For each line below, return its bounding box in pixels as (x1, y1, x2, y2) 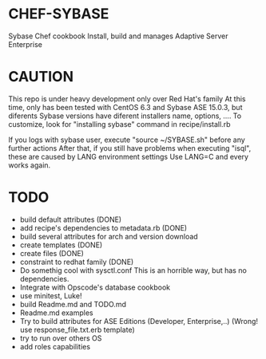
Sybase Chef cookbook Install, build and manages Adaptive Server (8, 31, 229, 41)
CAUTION (8, 68, 74, 86)
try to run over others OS (19, 333, 102, 343)
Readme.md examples (19, 308, 93, 318)
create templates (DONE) (19, 240, 103, 250)
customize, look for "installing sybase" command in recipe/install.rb (8, 119, 231, 128)
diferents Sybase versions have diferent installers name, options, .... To (8, 111, 242, 120)
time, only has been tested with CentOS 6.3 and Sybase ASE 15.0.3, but (8, 102, 243, 112)
